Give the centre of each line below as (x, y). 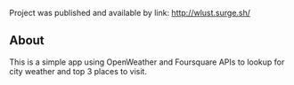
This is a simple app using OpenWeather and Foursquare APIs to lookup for (147, 62)
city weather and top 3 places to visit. (78, 71)
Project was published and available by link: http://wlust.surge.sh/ (130, 13)
